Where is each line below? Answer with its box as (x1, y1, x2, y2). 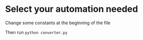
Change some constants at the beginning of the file (5, 20, 111, 26)
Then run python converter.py (5, 29, 68, 35)
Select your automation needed (5, 3, 139, 15)
